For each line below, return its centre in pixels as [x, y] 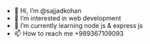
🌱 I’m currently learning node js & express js [79, 25]
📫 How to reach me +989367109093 [69, 34]
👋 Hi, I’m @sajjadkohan [48, 11]
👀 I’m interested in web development [68, 18]
